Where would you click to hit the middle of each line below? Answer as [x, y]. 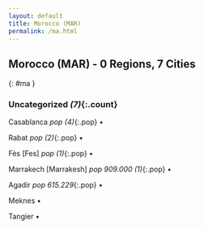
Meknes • [25, 201]
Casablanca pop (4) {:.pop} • [56, 122]
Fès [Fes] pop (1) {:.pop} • [51, 153]
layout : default [36, 16]
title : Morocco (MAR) [45, 24]
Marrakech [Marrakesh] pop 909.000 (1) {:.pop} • [90, 169]
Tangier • [24, 217]
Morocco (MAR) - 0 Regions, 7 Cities [102, 64]
